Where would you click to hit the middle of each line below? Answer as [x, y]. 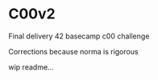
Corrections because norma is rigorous [73, 51]
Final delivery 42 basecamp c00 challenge [79, 36]
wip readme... [31, 67]
